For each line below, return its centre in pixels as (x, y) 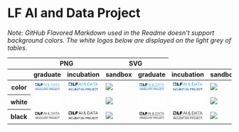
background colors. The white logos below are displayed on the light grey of (119, 40)
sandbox (119, 75)
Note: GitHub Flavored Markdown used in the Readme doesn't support (111, 33)
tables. (17, 48)
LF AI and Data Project (74, 13)
